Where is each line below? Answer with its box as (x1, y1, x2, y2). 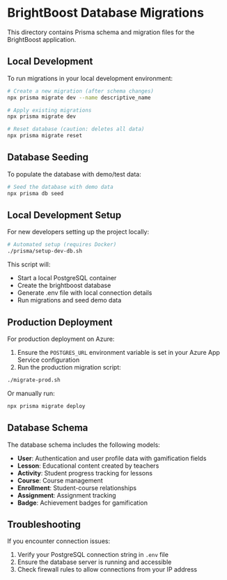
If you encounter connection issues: (7, 537, 110, 545)
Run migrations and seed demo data (17, 296, 122, 305)
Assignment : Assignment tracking (17, 491, 116, 499)
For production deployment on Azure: (7, 335, 115, 343)
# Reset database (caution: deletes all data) (7, 125, 145, 133)
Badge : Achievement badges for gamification (17, 498, 148, 507)
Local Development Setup (7, 209, 122, 221)
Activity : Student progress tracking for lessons (17, 468, 153, 477)
